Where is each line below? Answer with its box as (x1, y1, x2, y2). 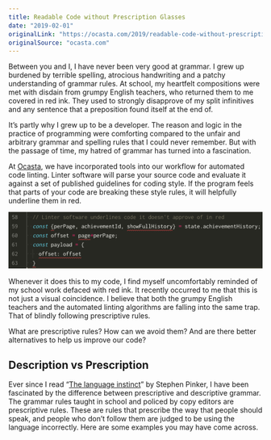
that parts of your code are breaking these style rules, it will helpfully (8, 187, 237, 197)
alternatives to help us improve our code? (8, 335, 147, 345)
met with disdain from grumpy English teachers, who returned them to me (8, 87, 254, 97)
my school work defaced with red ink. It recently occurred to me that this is (8, 285, 258, 295)
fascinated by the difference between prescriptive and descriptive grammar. (8, 388, 261, 398)
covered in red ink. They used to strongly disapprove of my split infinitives (8, 96, 254, 106)
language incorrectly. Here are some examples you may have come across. (8, 422, 259, 432)
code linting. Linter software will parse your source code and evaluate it (8, 170, 246, 180)
